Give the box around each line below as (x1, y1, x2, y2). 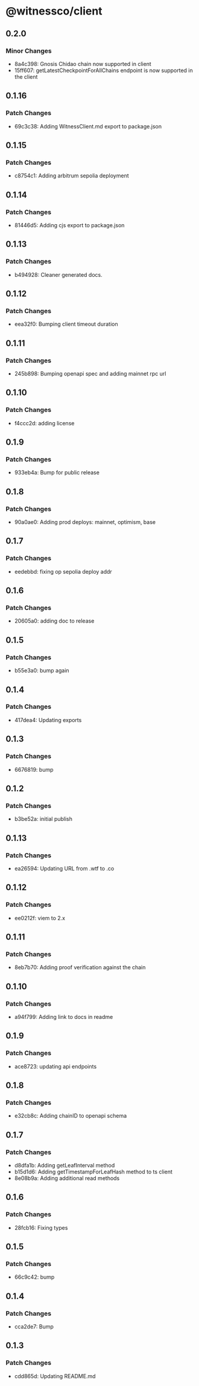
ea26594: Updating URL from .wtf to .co (14, 864, 115, 872)
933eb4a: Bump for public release (14, 469, 100, 476)
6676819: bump (14, 766, 54, 773)
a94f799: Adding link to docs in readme (14, 1013, 113, 1020)
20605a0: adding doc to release (14, 617, 95, 625)
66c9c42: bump (14, 1273, 55, 1281)
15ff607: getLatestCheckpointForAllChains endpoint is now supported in (14, 67, 194, 74)
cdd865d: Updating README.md (14, 1372, 96, 1379)
